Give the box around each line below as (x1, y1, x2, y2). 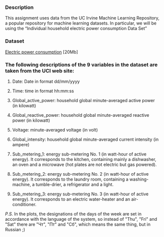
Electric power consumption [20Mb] (5, 49, 79, 55)
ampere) (12, 141, 29, 147)
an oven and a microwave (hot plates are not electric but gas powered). (12, 161, 157, 167)
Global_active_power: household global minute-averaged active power (12, 97, 155, 103)
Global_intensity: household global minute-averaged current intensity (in (12, 136, 159, 142)
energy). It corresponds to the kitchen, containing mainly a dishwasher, (12, 156, 157, 162)
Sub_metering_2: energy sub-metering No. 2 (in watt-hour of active (12, 171, 149, 177)
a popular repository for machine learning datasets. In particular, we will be (5, 20, 157, 26)
